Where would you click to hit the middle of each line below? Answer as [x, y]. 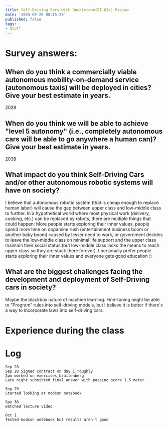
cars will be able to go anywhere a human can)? [81, 139]
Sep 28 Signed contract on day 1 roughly [49, 371]
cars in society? [31, 288]
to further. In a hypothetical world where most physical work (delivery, [78, 213]
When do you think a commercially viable [71, 72]
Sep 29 [12, 389]
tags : [11, 24]
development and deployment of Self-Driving [77, 280]
